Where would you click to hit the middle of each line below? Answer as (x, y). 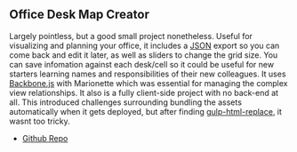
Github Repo (45, 138)
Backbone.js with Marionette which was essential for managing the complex (148, 83)
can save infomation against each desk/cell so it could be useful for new (141, 64)
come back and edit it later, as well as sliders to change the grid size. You (144, 55)
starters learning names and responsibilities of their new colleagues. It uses (148, 74)
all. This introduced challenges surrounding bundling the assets (126, 102)
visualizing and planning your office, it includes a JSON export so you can (144, 45)
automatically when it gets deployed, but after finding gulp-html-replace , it (146, 111)
